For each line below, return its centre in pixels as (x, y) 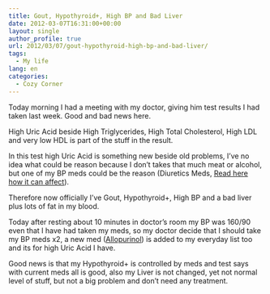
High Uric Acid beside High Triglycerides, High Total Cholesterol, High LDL (133, 132)
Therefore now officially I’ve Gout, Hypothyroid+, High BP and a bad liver (130, 197)
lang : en (23, 69)
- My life (32, 62)
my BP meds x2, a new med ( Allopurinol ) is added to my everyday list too (131, 239)
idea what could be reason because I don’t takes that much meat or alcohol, (135, 164)
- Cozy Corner (39, 84)
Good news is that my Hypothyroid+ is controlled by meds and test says (129, 263)
